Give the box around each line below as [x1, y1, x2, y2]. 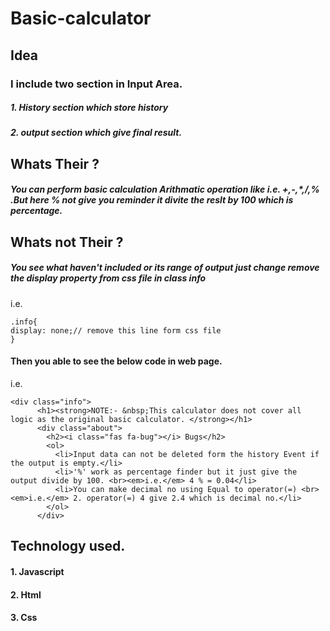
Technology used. [10, 538, 126, 555]
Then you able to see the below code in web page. [10, 355, 223, 367]
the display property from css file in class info [10, 272, 207, 284]
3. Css [10, 612, 38, 624]
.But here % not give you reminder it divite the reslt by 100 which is [10, 194, 294, 206]
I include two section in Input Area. [10, 77, 183, 91]
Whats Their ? [10, 155, 100, 172]
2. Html [10, 588, 42, 601]
